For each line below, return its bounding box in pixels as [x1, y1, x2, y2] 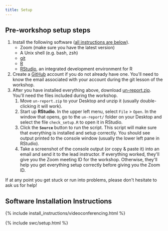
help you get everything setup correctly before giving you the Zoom [20, 162, 160, 168]
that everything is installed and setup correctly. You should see [20, 130, 150, 136]
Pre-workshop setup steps [5, 26, 91, 35]
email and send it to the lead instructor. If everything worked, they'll [20, 151, 159, 157]
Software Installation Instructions [5, 197, 112, 205]
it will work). [37, 103, 63, 109]
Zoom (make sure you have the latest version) [20, 45, 115, 51]
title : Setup [5, 7, 33, 13]
